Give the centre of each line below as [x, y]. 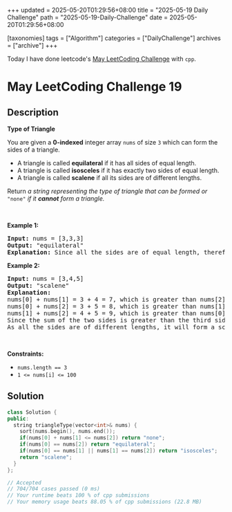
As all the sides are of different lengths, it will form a [111, 327]
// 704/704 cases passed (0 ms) [54, 489]
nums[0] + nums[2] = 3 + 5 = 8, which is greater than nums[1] [116, 306]
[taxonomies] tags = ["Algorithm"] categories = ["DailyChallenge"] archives [114, 38]
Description [33, 112]
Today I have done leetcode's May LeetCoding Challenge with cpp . [102, 59]
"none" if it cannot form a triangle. [56, 199]
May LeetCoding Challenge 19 [95, 87]
